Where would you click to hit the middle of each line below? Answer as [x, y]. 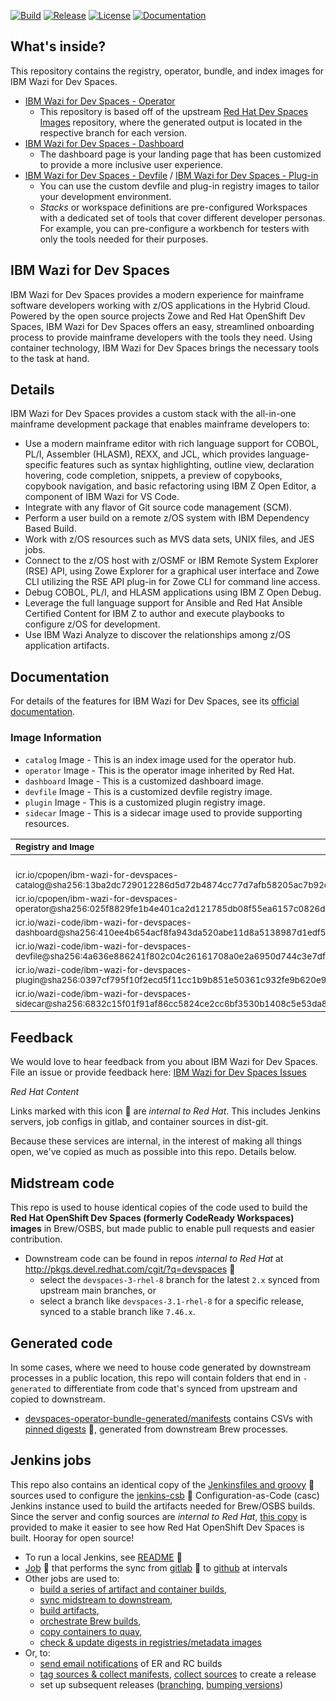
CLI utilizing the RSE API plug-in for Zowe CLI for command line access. [172, 582]
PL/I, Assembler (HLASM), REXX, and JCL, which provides [145, 454]
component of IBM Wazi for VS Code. [102, 497]
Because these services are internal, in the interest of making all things [156, 1141]
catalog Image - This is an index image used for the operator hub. [160, 759]
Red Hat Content [45, 1092]
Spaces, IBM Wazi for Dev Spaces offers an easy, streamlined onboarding [162, 326]
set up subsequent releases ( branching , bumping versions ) [161, 1684]
